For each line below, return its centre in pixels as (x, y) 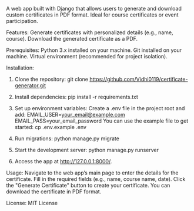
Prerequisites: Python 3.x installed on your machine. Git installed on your (94, 50)
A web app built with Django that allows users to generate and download (94, 9)
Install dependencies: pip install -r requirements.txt (76, 97)
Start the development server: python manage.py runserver (86, 150)
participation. (22, 21)
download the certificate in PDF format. (54, 192)
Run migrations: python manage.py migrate (67, 139)
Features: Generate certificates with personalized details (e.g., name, (90, 32)
